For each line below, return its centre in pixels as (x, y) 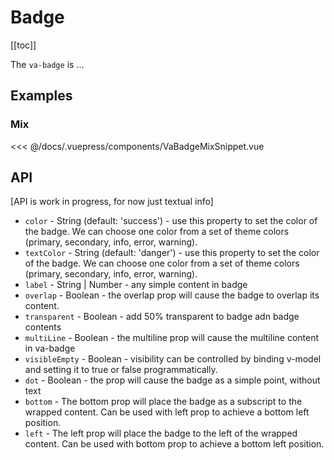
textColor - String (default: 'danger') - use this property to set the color (172, 253)
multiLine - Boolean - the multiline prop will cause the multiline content (172, 338)
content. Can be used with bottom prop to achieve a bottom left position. (174, 444)
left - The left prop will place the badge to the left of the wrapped (161, 433)
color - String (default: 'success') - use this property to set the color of (171, 221)
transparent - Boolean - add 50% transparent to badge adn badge (162, 317)
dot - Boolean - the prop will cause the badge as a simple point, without (172, 380)
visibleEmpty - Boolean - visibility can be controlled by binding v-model (173, 359)
